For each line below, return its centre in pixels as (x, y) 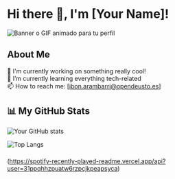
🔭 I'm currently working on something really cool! (77, 71)
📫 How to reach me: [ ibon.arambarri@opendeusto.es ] (84, 86)
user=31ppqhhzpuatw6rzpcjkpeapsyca (62, 169)
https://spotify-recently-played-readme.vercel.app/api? (87, 161)
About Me (28, 55)
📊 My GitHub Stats (49, 111)
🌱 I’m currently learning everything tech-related (74, 78)
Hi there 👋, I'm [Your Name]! (88, 14)
